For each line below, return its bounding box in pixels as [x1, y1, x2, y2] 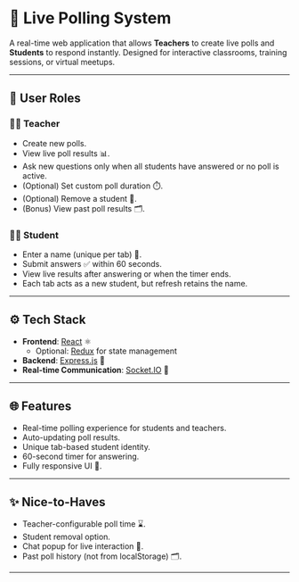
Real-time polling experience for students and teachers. [21, 422, 227, 433]
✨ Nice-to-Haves [9, 495, 106, 510]
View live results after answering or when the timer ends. [21, 268, 231, 279]
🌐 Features [9, 399, 72, 414]
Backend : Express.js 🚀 [21, 354, 105, 365]
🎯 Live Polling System [9, 8, 172, 29]
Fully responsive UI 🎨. [21, 460, 102, 471]
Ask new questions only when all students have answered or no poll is [21, 161, 279, 171]
